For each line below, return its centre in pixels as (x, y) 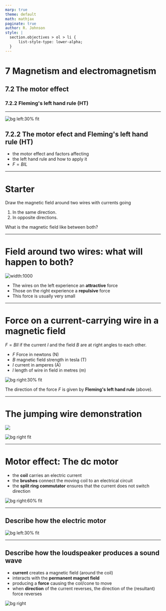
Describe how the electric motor (56, 521)
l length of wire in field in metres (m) (49, 370)
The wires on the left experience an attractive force (65, 285)
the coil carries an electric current (47, 475)
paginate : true (21, 23)
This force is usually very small (44, 296)
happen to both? (40, 262)
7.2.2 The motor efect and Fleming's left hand (77, 134)
